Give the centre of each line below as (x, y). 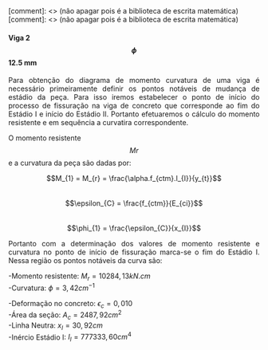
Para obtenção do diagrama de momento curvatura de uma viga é (134, 81)
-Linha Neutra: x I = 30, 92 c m (56, 326)
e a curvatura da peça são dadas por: (70, 163)
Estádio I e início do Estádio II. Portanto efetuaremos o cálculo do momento (134, 114)
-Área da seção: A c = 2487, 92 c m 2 (65, 315)
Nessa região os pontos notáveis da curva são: (85, 261)
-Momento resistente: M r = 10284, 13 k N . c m (80, 277)
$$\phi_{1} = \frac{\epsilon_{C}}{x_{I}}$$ (134, 228)
